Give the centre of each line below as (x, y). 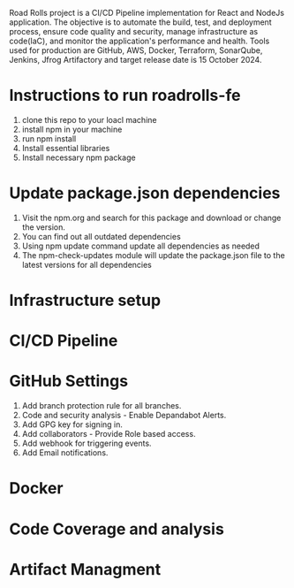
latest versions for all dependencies (87, 264)
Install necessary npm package (79, 157)
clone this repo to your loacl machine (89, 119)
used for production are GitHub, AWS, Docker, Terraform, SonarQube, (136, 50)
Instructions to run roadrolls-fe (125, 95)
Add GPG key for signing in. (72, 424)
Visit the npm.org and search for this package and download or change (151, 218)
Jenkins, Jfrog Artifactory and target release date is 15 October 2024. (136, 60)
